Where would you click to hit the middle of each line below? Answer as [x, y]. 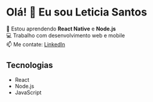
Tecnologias [30, 65]
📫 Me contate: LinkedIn [36, 44]
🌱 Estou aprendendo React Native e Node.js [61, 29]
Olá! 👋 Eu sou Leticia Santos [77, 12]
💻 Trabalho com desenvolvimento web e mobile [66, 35]
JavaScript [28, 92]
